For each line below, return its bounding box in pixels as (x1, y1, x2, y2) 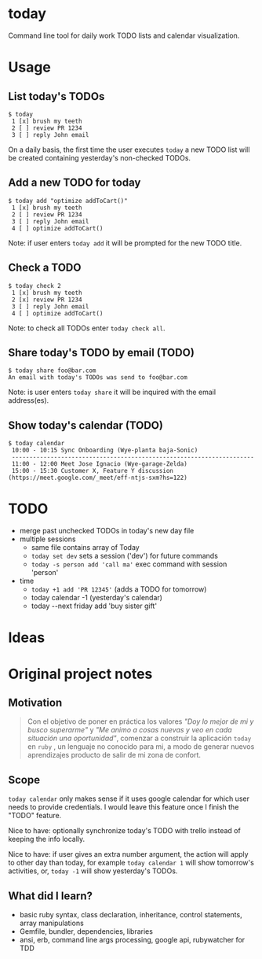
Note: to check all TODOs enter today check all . (8, 323, 166, 333)
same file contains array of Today (31, 543, 140, 552)
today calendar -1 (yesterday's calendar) (31, 593, 163, 603)
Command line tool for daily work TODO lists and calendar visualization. (8, 31, 240, 40)
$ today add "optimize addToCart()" (8, 197, 128, 205)
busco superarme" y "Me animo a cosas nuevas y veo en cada (27, 725, 233, 735)
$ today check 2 (8, 282, 61, 290)
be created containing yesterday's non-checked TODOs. (8, 153, 191, 162)
